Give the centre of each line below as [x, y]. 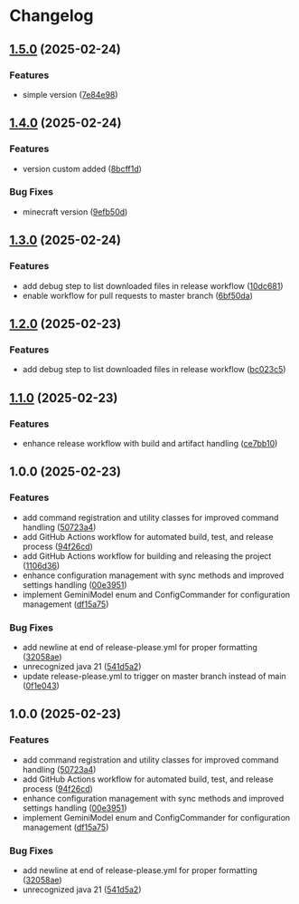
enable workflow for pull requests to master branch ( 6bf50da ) [137, 295]
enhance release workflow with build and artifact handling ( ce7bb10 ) [150, 443]
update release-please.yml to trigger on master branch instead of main [154, 676]
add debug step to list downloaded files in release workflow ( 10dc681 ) [153, 285]
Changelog [51, 16]
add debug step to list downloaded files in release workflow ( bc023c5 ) [154, 370]
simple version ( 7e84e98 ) [70, 94]
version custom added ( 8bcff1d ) [82, 168]
